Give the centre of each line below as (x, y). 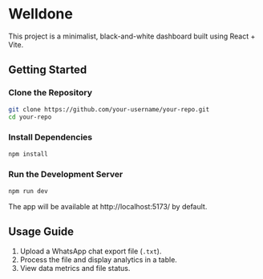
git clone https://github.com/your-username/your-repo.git (109, 109)
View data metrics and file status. (75, 268)
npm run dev (28, 191)
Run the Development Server (66, 175)
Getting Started (48, 70)
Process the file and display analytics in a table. (99, 259)
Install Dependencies (51, 137)
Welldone (41, 14)
